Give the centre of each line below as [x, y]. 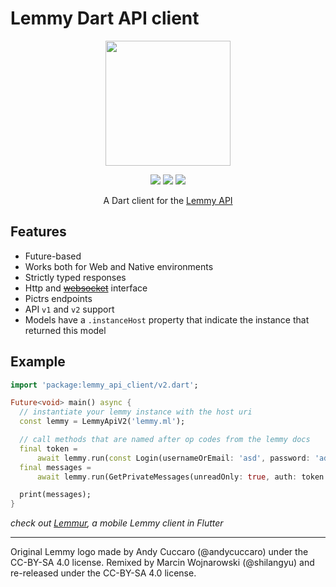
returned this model [65, 330]
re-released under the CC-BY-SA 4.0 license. [103, 573]
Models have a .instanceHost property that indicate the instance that [167, 319]
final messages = [55, 467]
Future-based [53, 256]
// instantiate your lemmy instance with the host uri [136, 412]
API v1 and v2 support [69, 309]
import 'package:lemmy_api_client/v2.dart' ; [104, 385]
